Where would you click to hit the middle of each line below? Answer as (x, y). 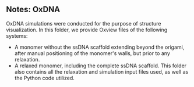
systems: (17, 36)
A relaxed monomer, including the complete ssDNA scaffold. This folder (100, 66)
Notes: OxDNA (33, 10)
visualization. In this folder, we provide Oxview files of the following (87, 30)
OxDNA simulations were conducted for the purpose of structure (84, 23)
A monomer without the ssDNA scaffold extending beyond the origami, (99, 47)
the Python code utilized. (44, 78)
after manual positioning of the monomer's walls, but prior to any (92, 53)
